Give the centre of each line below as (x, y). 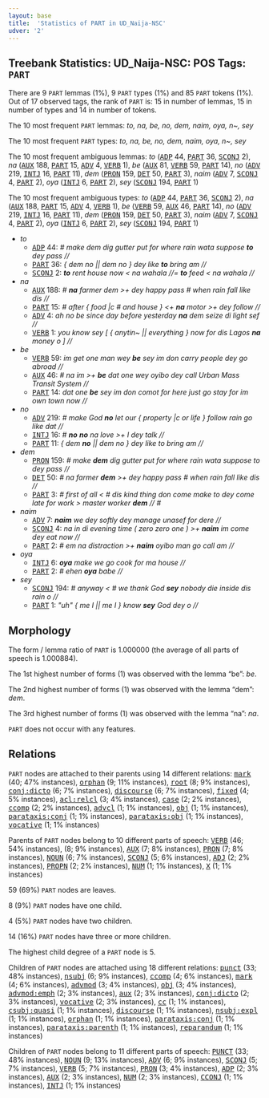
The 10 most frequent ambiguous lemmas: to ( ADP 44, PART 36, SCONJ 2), (129, 156)
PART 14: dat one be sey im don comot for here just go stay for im (140, 392)
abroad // (48, 367)
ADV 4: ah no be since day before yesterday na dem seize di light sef (146, 316)
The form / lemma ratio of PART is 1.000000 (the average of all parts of (124, 650)
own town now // (60, 401)
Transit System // (60, 384)
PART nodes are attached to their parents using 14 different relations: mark (130, 773)
